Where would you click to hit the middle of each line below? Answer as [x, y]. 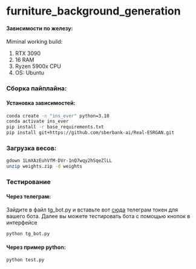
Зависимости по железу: [40, 28]
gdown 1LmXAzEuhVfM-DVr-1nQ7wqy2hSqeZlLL [59, 161]
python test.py [25, 260]
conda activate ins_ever [38, 121]
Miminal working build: [34, 42]
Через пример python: [36, 247]
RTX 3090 [28, 53]
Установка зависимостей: [41, 103]
